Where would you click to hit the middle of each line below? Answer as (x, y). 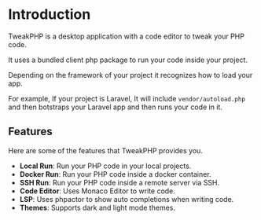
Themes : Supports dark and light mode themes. (97, 207)
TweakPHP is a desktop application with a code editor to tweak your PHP (127, 36)
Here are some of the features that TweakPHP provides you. (105, 150)
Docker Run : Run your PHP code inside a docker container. (115, 174)
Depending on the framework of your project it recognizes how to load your (130, 75)
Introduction (50, 15)
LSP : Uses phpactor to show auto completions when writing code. (127, 199)
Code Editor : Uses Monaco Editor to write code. (97, 191)
